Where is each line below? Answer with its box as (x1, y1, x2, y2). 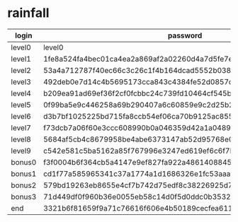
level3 (11, 76, 32, 86)
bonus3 (11, 192, 37, 201)
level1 (11, 54, 32, 64)
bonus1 (11, 168, 37, 178)
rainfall (7, 5, 50, 21)
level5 (11, 100, 32, 110)
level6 (11, 111, 32, 121)
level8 (11, 134, 32, 144)
